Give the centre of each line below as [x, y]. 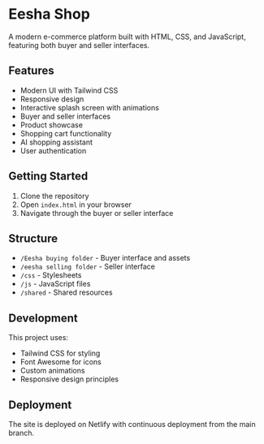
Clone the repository [54, 196]
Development [43, 318]
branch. [22, 433]
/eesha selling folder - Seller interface [88, 267]
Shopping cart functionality [66, 133]
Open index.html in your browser [76, 205]
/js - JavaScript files [55, 284]
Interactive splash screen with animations [90, 107]
